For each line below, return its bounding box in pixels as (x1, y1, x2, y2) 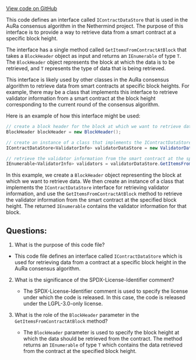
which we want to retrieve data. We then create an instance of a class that (6, 178, 184, 185)
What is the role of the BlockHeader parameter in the (14, 311, 139, 319)
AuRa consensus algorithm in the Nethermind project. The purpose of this (6, 23, 184, 29)
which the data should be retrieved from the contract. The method (23, 335, 183, 342)
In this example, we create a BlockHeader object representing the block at (6, 172, 182, 179)
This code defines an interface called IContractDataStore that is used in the (6, 16, 188, 23)
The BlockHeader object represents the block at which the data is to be (6, 58, 175, 65)
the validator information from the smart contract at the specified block (6, 196, 177, 203)
